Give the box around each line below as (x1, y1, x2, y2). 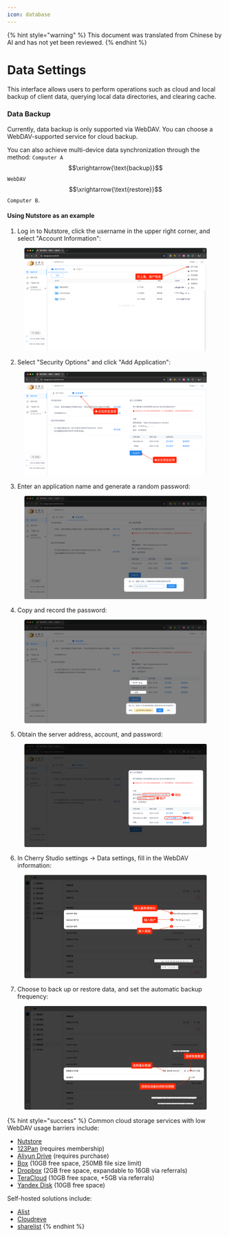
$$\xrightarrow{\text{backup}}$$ (68, 164, 163, 172)
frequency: (17, 992, 49, 1000)
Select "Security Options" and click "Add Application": (17, 358, 171, 366)
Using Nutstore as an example (7, 212, 95, 220)
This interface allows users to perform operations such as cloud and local (7, 85, 216, 93)
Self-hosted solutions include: (7, 1194, 92, 1203)
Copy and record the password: (17, 606, 107, 615)
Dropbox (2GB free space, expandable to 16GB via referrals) (17, 1166, 188, 1174)
